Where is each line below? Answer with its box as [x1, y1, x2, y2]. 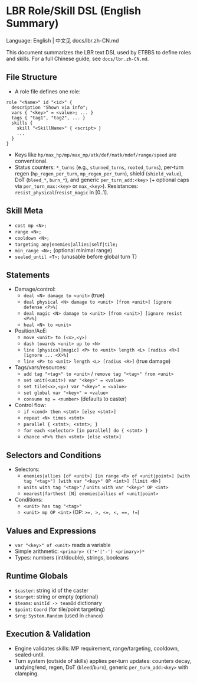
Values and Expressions [6, 526, 96, 536]
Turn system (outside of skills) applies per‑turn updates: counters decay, [14, 657, 192, 664]
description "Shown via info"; [11, 105, 88, 110]
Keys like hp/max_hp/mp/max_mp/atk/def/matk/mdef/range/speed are [14, 151, 177, 158]
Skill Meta [6, 206, 44, 216]
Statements [6, 270, 50, 280]
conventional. [14, 157, 48, 164]
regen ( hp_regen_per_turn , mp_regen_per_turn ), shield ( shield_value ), [14, 170, 183, 177]
